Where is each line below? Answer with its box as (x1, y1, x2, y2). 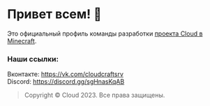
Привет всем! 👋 (7, 6, 103, 22)
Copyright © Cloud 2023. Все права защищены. (24, 91, 165, 100)
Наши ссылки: (7, 54, 59, 63)
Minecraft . (7, 36, 37, 45)
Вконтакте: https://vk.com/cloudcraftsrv (7, 70, 124, 79)
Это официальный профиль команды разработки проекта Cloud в (7, 29, 203, 38)
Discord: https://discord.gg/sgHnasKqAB (7, 77, 125, 86)
